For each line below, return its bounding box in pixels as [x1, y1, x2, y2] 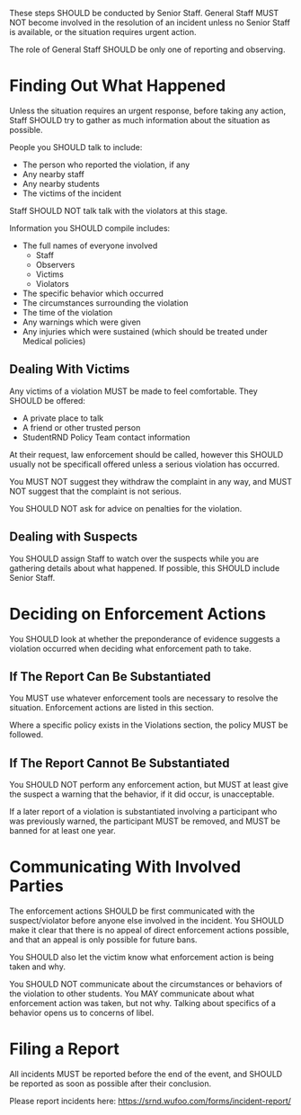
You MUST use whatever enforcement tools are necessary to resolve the [9, 692, 279, 704]
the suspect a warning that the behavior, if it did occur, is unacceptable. [9, 789, 275, 799]
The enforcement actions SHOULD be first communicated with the [9, 905, 255, 916]
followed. [9, 729, 44, 740]
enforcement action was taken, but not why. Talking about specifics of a [9, 998, 277, 1009]
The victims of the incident [22, 188, 122, 199]
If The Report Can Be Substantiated [9, 669, 211, 684]
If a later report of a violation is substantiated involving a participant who [9, 807, 278, 817]
